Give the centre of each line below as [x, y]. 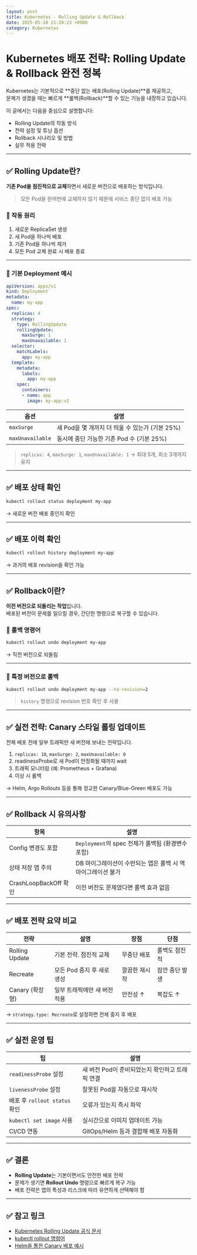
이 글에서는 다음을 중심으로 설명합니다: [50, 111]
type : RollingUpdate [42, 324]
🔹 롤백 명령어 [23, 630]
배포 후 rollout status [40, 1100]
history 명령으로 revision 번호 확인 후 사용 [69, 701]
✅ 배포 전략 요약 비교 [42, 921]
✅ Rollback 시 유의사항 [46, 814]
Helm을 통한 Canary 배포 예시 [49, 1246]
